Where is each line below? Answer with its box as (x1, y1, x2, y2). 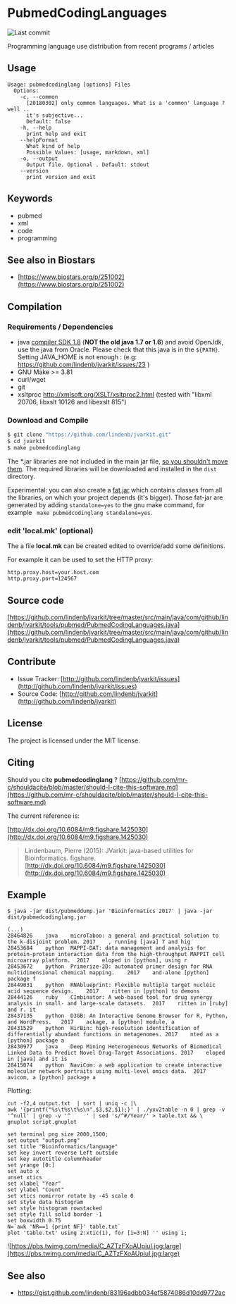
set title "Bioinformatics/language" (7, 1143, 118, 1150)
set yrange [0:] (7, 1162, 55, 1169)
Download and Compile (7, 415, 89, 425)
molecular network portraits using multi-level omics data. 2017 (7, 1068, 206, 1075)
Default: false (25, 118, 71, 125)
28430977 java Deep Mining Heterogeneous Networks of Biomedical (7, 1043, 222, 1050)
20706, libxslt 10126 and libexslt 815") (17, 398, 127, 406)
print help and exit (25, 130, 87, 137)
